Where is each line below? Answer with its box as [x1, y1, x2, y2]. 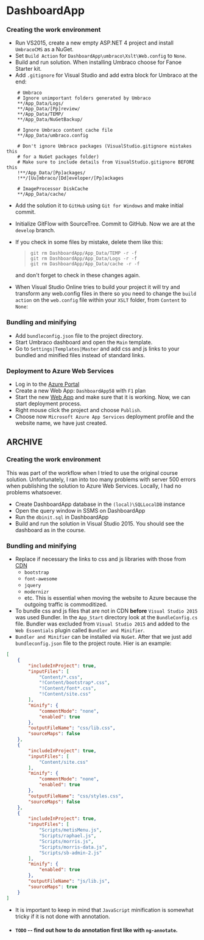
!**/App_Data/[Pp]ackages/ [17, 170, 86, 176]
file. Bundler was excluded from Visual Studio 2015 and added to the [15, 620, 190, 628]
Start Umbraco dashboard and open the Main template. [15, 338, 153, 346]
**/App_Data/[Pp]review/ [17, 106, 80, 112]
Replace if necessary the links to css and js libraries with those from [15, 555, 186, 563]
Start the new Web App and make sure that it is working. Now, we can [15, 394, 191, 401]
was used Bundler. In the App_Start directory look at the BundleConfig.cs [15, 614, 198, 621]
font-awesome [24, 576, 58, 582]
